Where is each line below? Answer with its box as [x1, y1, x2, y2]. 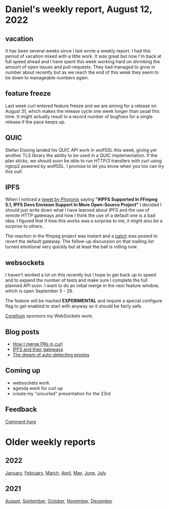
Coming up [5, 366, 40, 375]
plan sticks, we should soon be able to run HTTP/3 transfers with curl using [5, 158, 162, 164]
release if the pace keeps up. [5, 119, 66, 125]
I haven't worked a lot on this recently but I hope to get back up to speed [5, 272, 156, 278]
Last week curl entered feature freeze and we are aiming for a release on [5, 103, 157, 109]
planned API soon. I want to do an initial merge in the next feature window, [5, 283, 160, 289]
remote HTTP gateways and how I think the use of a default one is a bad [5, 212, 155, 218]
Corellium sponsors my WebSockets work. [5, 313, 93, 319]
